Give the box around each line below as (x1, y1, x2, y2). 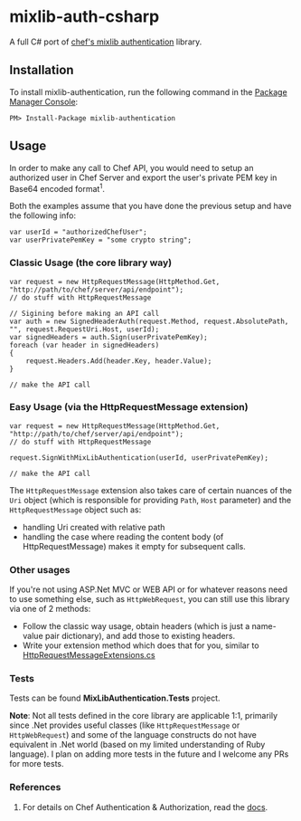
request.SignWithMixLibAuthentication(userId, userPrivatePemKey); (9, 453, 269, 463)
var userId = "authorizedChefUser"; (9, 228, 147, 237)
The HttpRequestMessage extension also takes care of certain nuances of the (9, 484, 292, 495)
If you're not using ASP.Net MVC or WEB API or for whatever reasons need (9, 584, 287, 595)
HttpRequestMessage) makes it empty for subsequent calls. (22, 540, 246, 551)
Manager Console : (9, 96, 79, 107)
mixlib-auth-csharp (9, 6, 160, 27)
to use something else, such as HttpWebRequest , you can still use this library (9, 594, 290, 605)
